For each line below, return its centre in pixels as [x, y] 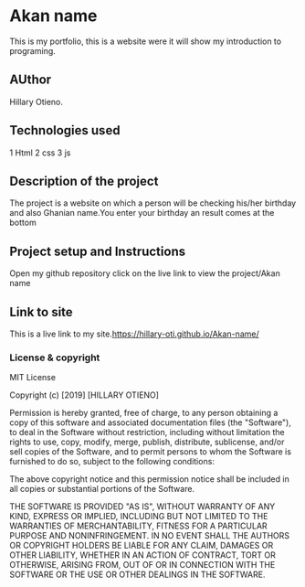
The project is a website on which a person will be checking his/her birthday [153, 203]
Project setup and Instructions [97, 251]
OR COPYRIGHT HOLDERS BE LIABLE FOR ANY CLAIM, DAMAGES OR [142, 546]
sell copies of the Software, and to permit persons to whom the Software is [151, 452]
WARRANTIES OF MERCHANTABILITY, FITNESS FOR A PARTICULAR [138, 526]
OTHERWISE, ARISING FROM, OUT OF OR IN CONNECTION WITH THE [142, 565]
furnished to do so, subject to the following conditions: [112, 462]
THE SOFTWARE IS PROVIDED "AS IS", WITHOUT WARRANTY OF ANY [142, 507]
